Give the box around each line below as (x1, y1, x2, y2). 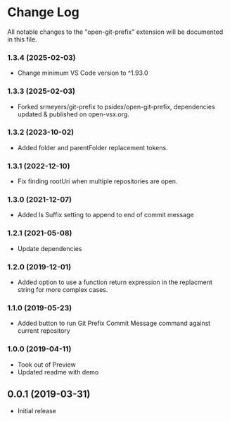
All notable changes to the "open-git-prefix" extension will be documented (7, 28, 224, 36)
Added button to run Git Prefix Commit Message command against (17, 319, 211, 328)
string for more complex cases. (17, 286, 108, 294)
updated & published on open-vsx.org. (17, 110, 130, 118)
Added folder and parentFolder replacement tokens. (17, 143, 168, 152)
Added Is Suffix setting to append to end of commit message (17, 211, 194, 219)
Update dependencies (17, 244, 82, 252)
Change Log (7, 4, 79, 20)
